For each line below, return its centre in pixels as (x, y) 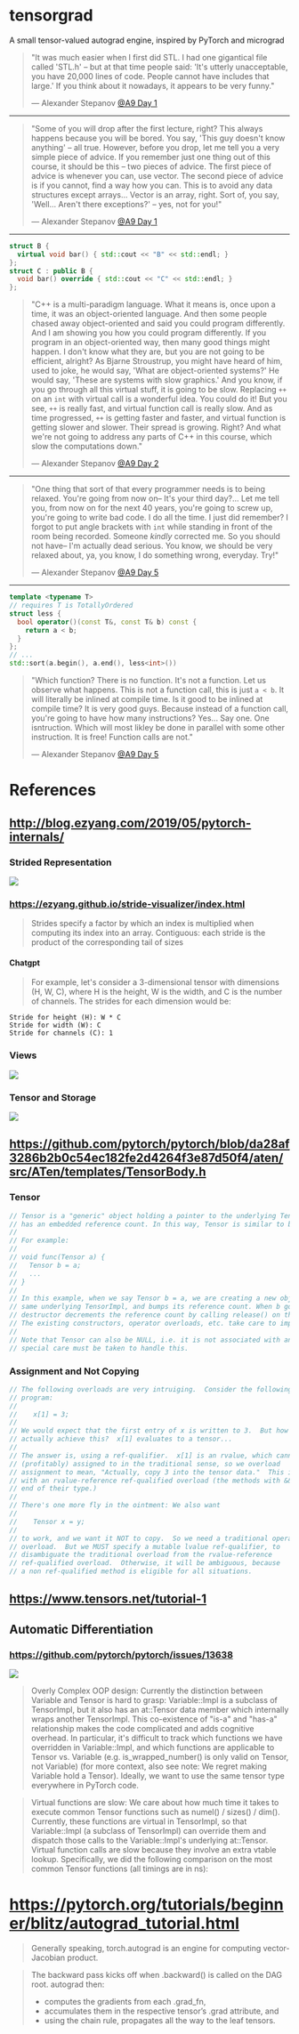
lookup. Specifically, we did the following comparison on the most (152, 1860)
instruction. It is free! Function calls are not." (112, 737)
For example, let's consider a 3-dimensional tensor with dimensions (155, 982)
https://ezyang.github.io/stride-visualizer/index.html (127, 904)
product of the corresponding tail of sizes (107, 942)
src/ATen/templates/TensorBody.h (108, 1172)
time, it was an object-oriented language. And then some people (149, 314)
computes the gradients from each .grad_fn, (125, 2002)
